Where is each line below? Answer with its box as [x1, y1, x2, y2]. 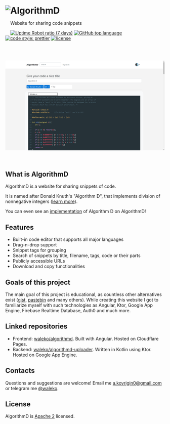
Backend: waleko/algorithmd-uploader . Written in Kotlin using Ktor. [12, 346, 152, 352]
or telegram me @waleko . [5, 385, 59, 391]
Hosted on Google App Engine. [12, 352, 77, 358]
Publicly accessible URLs [12, 258, 65, 264]
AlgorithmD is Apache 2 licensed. [5, 413, 75, 419]
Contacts [5, 366, 35, 375]
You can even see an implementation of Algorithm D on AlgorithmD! [5, 208, 146, 215]
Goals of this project [5, 278, 71, 286]
